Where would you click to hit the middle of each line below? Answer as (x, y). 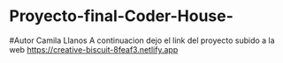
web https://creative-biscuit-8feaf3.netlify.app (94, 49)
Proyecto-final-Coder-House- (122, 16)
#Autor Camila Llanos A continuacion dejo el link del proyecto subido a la (142, 40)
